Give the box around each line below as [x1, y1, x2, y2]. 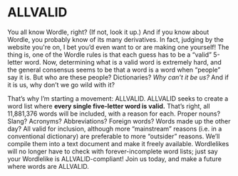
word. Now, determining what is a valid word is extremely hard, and [24, 57, 222, 66]
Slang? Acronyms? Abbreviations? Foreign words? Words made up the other [7, 116, 231, 125]
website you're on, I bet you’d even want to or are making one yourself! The [7, 43, 229, 51]
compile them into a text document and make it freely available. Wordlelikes [7, 139, 229, 148]
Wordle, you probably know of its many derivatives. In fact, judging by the [7, 35, 224, 43]
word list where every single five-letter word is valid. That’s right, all [7, 101, 210, 110]
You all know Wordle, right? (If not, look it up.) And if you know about [7, 28, 209, 36]
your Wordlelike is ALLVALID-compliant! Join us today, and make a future [7, 154, 222, 163]
